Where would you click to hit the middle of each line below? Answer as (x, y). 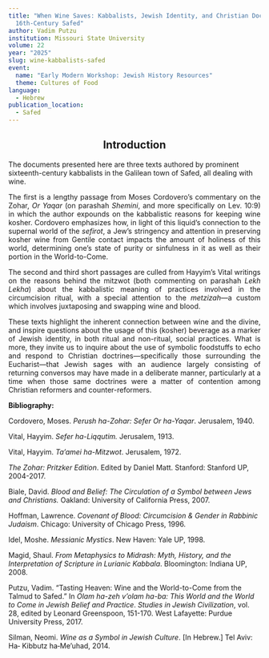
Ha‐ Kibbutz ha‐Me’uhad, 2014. (59, 645)
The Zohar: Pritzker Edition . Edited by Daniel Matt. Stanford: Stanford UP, (129, 467)
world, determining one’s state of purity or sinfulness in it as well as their (134, 248)
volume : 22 (26, 46)
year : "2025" (30, 53)
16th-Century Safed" (50, 23)
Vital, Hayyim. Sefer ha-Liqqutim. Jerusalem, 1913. (91, 436)
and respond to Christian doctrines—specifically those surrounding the (134, 355)
